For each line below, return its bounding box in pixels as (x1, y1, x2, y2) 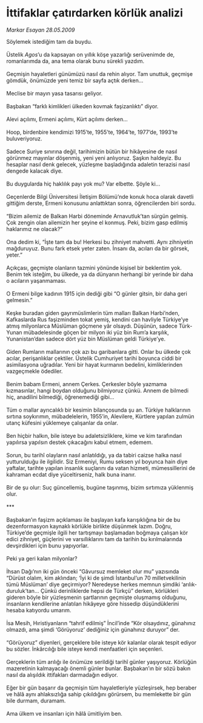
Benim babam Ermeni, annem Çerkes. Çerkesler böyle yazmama (6, 380, 167, 387)
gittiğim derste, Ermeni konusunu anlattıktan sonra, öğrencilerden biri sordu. (6, 199, 196, 207)
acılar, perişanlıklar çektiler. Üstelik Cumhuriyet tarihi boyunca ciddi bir (6, 355, 182, 362)
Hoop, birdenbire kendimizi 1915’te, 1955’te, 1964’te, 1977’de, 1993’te (6, 128, 178, 136)
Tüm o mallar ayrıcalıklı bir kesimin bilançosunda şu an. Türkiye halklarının (6, 406, 191, 413)
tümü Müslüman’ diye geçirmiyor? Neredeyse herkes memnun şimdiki (6, 581, 181, 588)
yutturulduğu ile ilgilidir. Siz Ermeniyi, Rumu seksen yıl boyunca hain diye (6, 458, 188, 465)
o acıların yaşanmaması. (6, 277, 67, 284)
